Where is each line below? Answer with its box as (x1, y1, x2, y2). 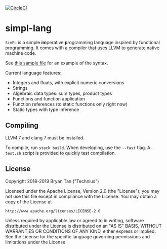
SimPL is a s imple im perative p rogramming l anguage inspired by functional (5, 39, 160, 45)
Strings (12, 85, 28, 91)
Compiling (5, 121, 39, 130)
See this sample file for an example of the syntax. (5, 60, 108, 66)
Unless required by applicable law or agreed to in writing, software (5, 217, 144, 223)
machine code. (5, 50, 36, 56)
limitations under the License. (5, 239, 67, 245)
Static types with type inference (12, 106, 79, 113)
